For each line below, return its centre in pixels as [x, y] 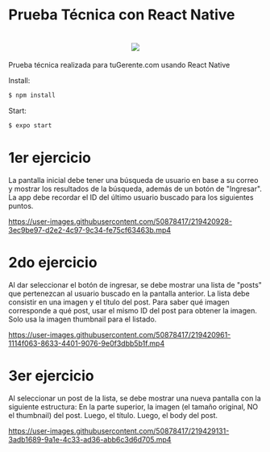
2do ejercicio [53, 263]
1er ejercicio [50, 158]
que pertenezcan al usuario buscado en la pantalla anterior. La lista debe [129, 293]
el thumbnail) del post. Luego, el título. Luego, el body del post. [113, 415]
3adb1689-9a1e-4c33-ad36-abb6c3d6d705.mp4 [90, 439]
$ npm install [32, 95]
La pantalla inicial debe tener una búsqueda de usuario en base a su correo [133, 180]
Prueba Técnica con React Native [122, 15]
